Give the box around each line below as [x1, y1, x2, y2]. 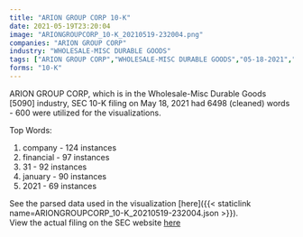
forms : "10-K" [9, 64, 63, 73]
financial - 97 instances [22, 151, 110, 162]
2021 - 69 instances [22, 180, 97, 191]
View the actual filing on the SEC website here [9, 217, 181, 228]
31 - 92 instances [22, 161, 87, 172]
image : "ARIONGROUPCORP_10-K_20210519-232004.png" [9, 30, 204, 39]
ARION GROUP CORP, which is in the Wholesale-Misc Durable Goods [9, 87, 267, 99]
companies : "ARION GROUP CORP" [9, 38, 127, 48]
